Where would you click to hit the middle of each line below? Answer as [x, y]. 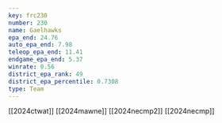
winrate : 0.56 [32, 67]
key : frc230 [28, 15]
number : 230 [28, 23]
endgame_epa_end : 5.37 [46, 60]
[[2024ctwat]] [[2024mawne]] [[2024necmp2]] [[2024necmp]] [111, 111]
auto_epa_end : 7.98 [40, 45]
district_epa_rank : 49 [46, 74]
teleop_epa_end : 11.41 [46, 52]
